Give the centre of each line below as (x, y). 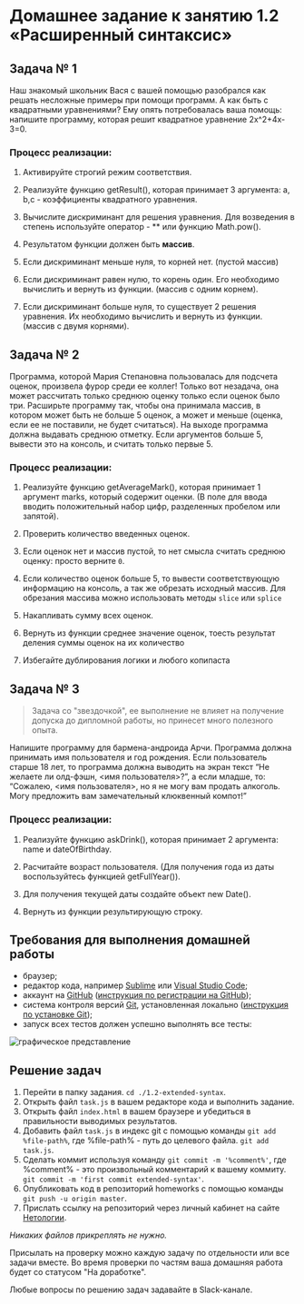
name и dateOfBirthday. (67, 849)
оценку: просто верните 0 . (74, 561)
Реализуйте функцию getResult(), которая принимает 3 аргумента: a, (156, 190)
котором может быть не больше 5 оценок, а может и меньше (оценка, (146, 415)
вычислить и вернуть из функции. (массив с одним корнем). (140, 289)
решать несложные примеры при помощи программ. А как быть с (139, 100)
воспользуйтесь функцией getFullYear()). (102, 876)
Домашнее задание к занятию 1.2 (144, 16)
